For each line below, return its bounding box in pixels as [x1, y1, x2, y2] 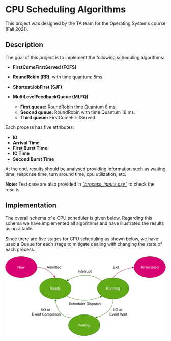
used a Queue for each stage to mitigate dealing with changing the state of [5, 241, 162, 247]
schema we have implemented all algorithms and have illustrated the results [5, 220, 164, 226]
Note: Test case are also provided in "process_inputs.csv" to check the [5, 181, 155, 187]
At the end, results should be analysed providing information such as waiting [5, 166, 166, 172]
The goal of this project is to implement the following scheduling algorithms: [5, 54, 164, 60]
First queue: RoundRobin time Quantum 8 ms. [20, 103, 117, 110]
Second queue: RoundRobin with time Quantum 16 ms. [20, 109, 136, 115]
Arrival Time [12, 139, 40, 146]
